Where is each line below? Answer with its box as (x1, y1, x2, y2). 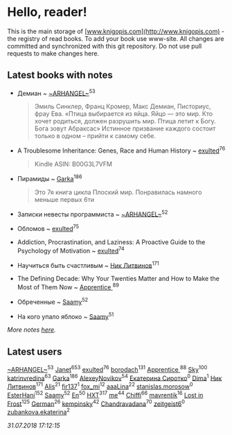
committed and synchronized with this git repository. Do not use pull (7, 42, 202, 50)
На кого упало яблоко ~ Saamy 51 (17, 311, 114, 321)
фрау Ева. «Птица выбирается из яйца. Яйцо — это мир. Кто (34, 110, 213, 118)
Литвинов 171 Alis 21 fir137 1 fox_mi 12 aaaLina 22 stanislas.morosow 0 (7, 381, 193, 391)
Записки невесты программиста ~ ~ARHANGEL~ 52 (17, 209, 168, 219)
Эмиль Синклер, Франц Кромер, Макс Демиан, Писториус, (34, 102, 211, 111)
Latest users (7, 346, 62, 357)
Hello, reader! (7, 4, 88, 20)
